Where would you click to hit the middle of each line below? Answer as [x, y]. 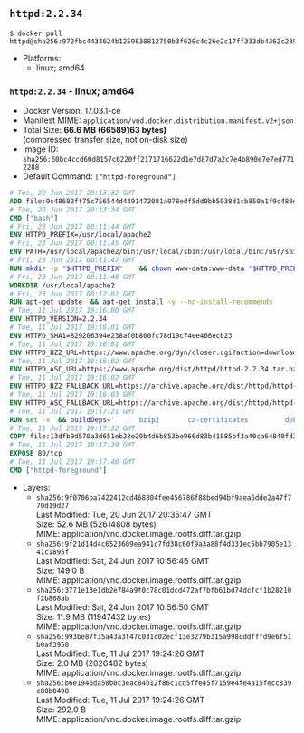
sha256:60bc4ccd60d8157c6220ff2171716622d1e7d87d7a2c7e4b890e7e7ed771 [158, 160]
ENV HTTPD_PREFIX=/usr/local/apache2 [81, 235]
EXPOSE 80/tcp [36, 454]
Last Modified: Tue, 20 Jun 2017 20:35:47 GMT [124, 514]
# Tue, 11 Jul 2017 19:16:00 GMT [72, 311]
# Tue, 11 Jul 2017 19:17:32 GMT [72, 428]
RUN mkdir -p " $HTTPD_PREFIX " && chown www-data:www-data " [131, 268]
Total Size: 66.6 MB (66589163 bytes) [95, 130]
